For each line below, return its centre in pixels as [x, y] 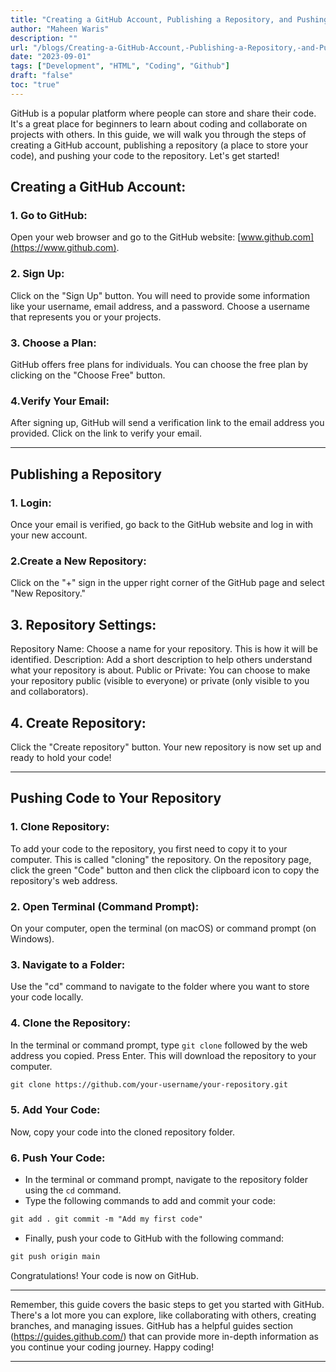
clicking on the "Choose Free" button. [88, 375]
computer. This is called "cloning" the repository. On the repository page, [161, 859]
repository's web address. [64, 880]
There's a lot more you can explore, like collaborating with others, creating [163, 1315]
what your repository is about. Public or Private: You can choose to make [160, 670]
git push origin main [55, 1256]
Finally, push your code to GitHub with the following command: [154, 1238]
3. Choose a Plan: [53, 343]
